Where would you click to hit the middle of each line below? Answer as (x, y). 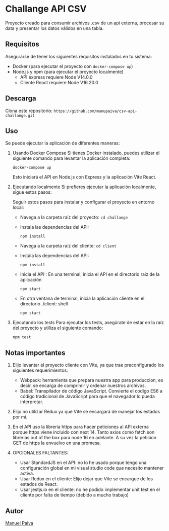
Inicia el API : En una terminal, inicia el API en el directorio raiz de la (90, 274)
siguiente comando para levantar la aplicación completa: (71, 158)
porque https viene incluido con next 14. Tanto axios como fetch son (83, 432)
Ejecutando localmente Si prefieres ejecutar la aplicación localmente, (84, 187)
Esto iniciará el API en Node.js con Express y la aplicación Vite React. (84, 177)
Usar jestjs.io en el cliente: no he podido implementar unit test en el (90, 489)
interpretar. (32, 402)
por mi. (20, 417)
